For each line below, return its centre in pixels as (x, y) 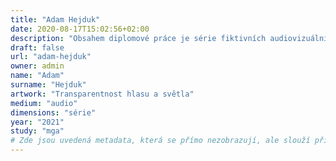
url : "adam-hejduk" (51, 57)
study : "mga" (37, 131)
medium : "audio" (44, 103)
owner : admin (37, 66)
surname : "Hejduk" (48, 85)
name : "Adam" (37, 76)
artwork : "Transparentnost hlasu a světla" (102, 94)
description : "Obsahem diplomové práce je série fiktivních (138, 38)
